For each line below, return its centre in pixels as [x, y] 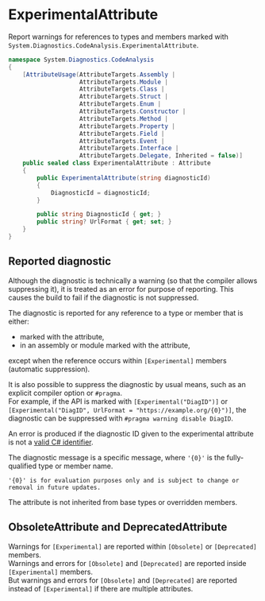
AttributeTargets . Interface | [129, 149]
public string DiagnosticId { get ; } [99, 215]
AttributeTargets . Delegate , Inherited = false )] [161, 156]
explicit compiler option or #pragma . [65, 393]
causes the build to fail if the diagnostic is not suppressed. [104, 297]
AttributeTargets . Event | [122, 141]
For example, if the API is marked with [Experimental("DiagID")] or [118, 401]
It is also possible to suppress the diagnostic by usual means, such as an [127, 384]
